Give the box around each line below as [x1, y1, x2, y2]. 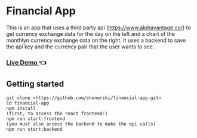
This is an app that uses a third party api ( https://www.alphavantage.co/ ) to [6, 24, 191, 31]
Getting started [6, 79, 64, 89]
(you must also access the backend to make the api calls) [6, 121, 156, 127]
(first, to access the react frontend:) [6, 111, 109, 116]
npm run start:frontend [6, 115, 66, 122]
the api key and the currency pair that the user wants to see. [6, 43, 155, 50]
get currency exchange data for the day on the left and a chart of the [6, 30, 176, 37]
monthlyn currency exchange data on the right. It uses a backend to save [6, 36, 186, 44]
